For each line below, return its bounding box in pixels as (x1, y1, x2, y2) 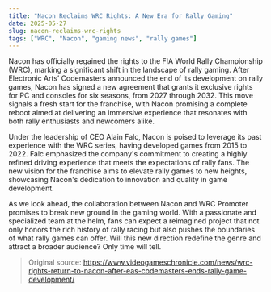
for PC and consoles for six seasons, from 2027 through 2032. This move (8, 90, 253, 101)
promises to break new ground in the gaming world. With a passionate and (8, 207, 257, 218)
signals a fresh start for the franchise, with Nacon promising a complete (8, 99, 248, 109)
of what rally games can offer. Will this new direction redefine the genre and (8, 233, 261, 243)
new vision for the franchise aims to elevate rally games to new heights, (8, 166, 248, 176)
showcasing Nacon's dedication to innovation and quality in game (8, 175, 228, 185)
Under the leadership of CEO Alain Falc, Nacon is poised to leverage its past (8, 132, 262, 142)
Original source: (28, 257, 83, 267)
